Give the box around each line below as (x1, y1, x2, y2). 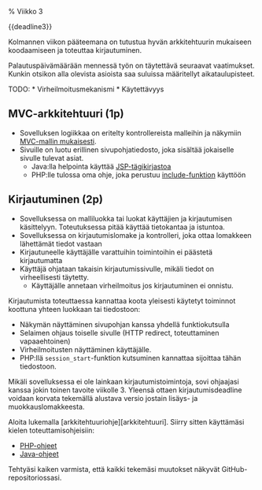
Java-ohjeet (19, 449, 59, 458)
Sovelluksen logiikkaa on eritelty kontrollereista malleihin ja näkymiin (19, 128, 242, 137)
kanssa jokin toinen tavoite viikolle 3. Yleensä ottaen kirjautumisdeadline (8, 385, 242, 395)
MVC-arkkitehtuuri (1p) (8, 107, 124, 121)
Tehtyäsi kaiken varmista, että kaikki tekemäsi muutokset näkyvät (8, 464, 220, 473)
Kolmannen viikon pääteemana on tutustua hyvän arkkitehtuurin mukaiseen (8, 37, 252, 46)
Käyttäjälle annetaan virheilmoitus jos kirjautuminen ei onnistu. (31, 280, 234, 290)
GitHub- (221, 464, 248, 473)
